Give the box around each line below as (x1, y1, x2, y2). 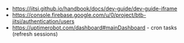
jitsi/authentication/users (12, 18, 75, 24)
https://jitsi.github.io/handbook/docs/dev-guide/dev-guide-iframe (12, 5, 178, 12)
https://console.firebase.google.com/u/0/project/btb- (12, 11, 146, 19)
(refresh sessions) (12, 30, 58, 38)
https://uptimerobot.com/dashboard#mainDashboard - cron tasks (12, 24, 177, 31)
